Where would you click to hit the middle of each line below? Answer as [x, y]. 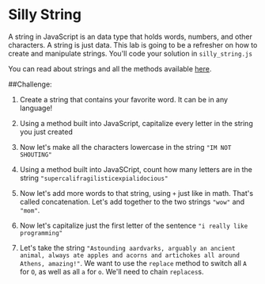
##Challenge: [30, 84]
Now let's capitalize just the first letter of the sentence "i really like [134, 225]
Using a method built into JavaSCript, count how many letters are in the [136, 169]
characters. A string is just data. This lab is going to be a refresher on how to [133, 44]
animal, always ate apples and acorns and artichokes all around [129, 255]
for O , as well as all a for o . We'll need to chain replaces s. [112, 271]
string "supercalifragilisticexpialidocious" [94, 178]
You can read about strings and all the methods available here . [110, 68]
